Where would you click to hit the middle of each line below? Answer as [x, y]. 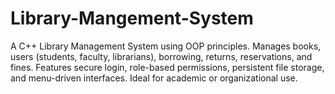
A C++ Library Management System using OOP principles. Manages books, [166, 46]
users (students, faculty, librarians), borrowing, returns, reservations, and [161, 56]
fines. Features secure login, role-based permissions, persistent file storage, [167, 67]
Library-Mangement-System [132, 18]
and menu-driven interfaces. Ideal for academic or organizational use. [154, 78]
